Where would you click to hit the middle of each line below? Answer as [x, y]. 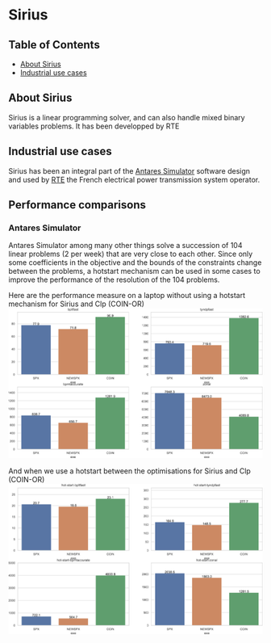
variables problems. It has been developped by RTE [94, 126]
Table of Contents [54, 45]
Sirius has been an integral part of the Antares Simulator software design [129, 170]
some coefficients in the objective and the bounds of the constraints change [135, 263]
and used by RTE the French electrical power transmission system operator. [134, 179]
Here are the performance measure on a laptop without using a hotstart [127, 296]
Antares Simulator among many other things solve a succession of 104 [125, 246]
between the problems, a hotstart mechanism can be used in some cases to [134, 271]
